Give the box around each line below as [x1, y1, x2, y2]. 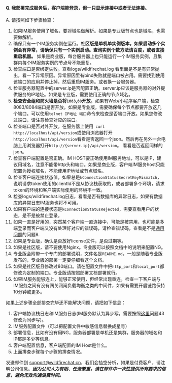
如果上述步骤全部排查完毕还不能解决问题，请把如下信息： [6, 299, 126, 306]
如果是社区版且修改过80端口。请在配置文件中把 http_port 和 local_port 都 [13, 263, 164, 269]
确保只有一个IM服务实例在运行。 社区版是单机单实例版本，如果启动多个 [13, 41, 161, 47]
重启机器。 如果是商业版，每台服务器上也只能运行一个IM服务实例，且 [13, 53, 158, 60]
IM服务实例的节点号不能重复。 [30, 60, 94, 66]
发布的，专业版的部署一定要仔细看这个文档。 [13, 257, 107, 263]
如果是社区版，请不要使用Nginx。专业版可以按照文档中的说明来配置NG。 [13, 244, 166, 251]
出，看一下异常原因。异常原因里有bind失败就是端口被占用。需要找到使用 [13, 72, 165, 78]
